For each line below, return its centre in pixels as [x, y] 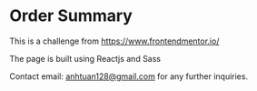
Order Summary [71, 16]
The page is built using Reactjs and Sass [85, 58]
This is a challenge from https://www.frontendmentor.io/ [114, 41]
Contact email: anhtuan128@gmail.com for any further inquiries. [128, 76]
